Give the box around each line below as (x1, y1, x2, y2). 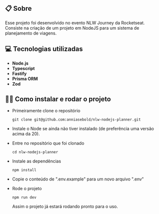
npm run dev (12, 195, 36, 200)
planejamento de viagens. (5, 30, 57, 36)
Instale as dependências (12, 158, 61, 164)
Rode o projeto (12, 186, 42, 192)
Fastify (12, 71, 27, 76)
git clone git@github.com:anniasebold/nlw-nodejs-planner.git (12, 117, 141, 122)
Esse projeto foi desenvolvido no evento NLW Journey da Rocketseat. (5, 19, 145, 26)
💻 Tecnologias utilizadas (5, 45, 83, 53)
